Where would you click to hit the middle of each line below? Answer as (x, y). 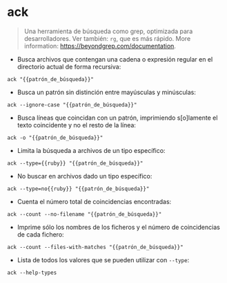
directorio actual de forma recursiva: (69, 66)
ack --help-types (32, 273)
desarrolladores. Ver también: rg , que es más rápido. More (107, 38)
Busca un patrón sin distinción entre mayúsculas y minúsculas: (107, 92)
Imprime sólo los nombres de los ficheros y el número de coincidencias (119, 227)
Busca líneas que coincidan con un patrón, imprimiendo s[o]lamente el (117, 118)
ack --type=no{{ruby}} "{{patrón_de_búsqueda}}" (78, 189)
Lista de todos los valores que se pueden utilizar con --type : (103, 259)
